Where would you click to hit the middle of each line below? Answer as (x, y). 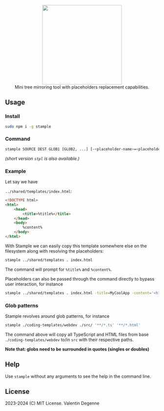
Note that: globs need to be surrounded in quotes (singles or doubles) (77, 349)
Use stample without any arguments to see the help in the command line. (78, 376)
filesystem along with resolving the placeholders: (54, 251)
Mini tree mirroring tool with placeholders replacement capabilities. (82, 87)
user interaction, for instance (34, 284)
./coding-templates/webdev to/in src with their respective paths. (69, 340)
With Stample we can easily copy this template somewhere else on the (76, 246)
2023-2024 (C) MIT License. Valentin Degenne (52, 403)
